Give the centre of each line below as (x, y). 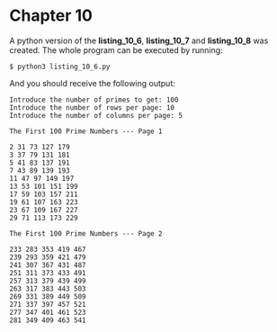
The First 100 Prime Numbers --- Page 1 (86, 131)
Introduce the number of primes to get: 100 (94, 100)
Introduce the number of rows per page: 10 (92, 108)
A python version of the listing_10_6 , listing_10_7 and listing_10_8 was (139, 40)
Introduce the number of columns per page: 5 (96, 115)
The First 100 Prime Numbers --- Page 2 (86, 233)
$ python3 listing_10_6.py (60, 67)
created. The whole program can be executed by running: (116, 49)
